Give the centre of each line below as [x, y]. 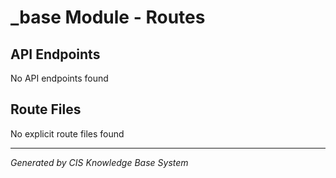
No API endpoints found [59, 78]
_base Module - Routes [108, 17]
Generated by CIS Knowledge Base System [99, 162]
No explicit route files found [67, 133]
